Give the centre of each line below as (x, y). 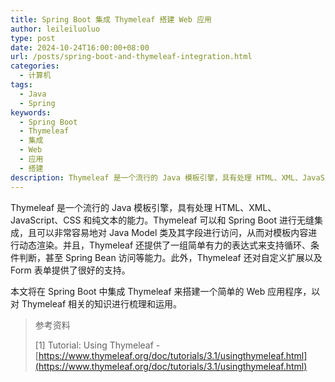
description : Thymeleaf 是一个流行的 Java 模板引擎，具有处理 (131, 177)
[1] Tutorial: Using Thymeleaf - (97, 345)
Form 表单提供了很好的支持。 (70, 270)
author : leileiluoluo (55, 29)
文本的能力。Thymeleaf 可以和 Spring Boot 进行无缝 (207, 220)
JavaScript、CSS (46, 220)
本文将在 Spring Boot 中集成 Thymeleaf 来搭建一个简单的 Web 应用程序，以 (165, 291)
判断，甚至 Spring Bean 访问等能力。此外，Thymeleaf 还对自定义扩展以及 (170, 257)
